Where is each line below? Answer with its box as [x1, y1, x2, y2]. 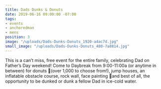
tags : [5, 16, 16, 21]
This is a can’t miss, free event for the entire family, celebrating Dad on [5, 57, 150, 63]
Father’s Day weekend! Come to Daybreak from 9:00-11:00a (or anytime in [5, 62, 157, 68]
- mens [5, 30, 19, 35]
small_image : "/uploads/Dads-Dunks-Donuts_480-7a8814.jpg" [5, 44, 130, 49]
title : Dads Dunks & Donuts [5, 7, 63, 12]
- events [5, 21, 23, 26]
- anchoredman [5, 26, 35, 30]
